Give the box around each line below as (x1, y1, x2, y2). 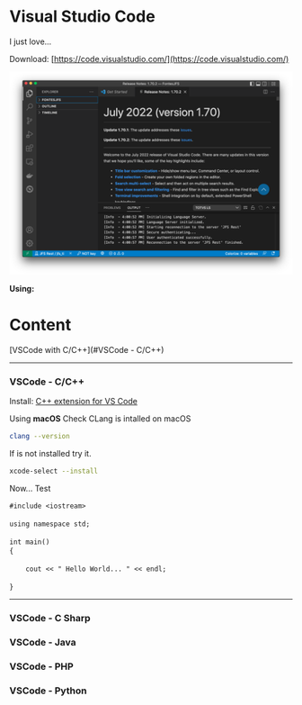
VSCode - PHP (9, 660, 74, 673)
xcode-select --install (9, 466, 99, 476)
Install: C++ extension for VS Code (9, 396, 138, 407)
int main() (9, 538, 50, 547)
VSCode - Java (9, 637, 76, 649)
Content (9, 315, 72, 335)
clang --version (9, 432, 70, 441)
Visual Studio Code (9, 6, 155, 27)
